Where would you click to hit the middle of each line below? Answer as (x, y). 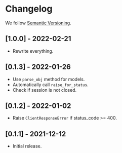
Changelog (29, 9)
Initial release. (27, 146)
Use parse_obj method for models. (49, 79)
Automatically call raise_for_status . (50, 85)
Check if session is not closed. (45, 90)
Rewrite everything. (33, 51)
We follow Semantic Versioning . (38, 23)
